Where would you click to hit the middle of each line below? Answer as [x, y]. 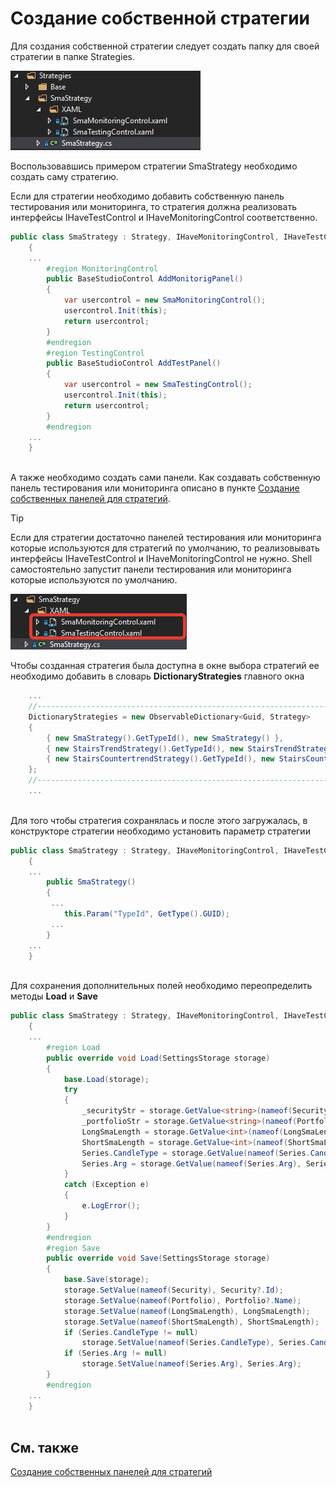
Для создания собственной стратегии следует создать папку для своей [165, 46]
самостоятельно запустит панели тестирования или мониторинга [151, 569]
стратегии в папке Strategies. [72, 56]
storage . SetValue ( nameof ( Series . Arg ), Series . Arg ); [191, 1364]
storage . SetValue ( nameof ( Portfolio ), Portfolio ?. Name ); [182, 1300]
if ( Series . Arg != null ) [115, 1353]
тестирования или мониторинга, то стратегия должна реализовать [153, 206]
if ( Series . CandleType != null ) [131, 1332]
